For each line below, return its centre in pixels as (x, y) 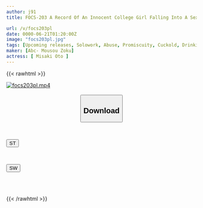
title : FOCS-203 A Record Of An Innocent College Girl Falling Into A (97, 17)
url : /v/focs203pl (29, 28)
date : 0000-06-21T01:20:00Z (42, 34)
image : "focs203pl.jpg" (36, 40)
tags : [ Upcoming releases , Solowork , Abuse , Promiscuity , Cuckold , (93, 45)
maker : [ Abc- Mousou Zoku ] (40, 51)
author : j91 (21, 12)
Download (101, 111)
